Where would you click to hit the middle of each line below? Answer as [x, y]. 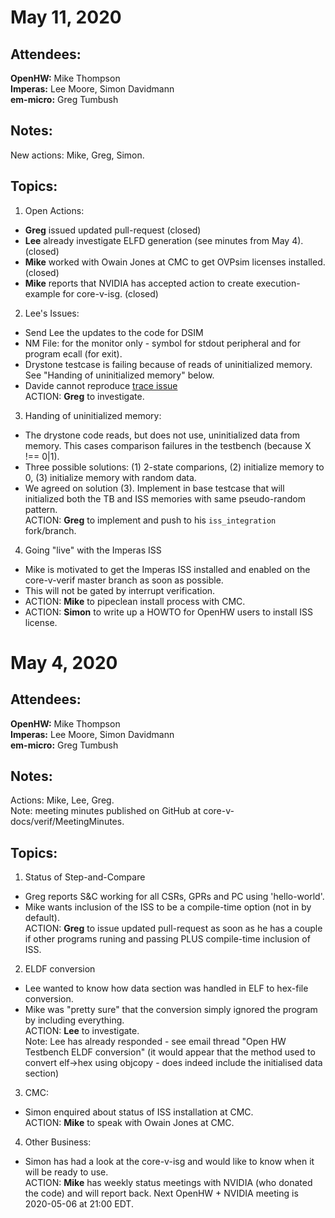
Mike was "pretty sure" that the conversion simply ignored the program [171, 1010]
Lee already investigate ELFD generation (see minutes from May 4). [164, 240]
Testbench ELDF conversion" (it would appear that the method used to [170, 1052]
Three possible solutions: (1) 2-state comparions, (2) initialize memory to [174, 467]
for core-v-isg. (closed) [110, 293]
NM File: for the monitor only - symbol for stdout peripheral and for [162, 343]
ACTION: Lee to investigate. [82, 1031]
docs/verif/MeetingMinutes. [67, 822]
